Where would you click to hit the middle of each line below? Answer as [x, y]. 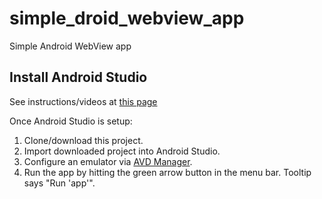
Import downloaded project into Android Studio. [122, 151]
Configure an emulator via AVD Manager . [108, 161]
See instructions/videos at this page [83, 101]
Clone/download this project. [83, 140]
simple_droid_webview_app [127, 18]
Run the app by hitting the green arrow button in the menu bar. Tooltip [167, 172]
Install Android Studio [78, 77]
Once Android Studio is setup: [71, 121]
